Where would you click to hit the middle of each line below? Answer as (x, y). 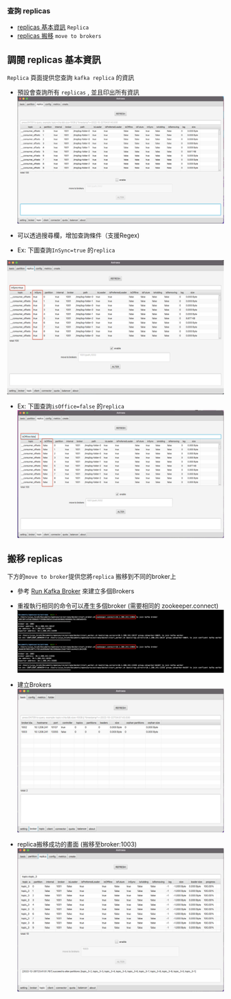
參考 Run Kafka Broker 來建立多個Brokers (76, 591)
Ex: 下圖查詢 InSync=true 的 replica (66, 250)
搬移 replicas (35, 558)
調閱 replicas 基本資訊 (54, 60)
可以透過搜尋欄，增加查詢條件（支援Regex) (78, 235)
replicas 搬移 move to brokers (59, 36)
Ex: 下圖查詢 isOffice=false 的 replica (71, 406)
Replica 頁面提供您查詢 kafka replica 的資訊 (71, 78)
